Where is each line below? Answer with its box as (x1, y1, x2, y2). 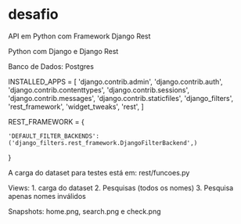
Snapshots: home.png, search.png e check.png (8, 206, 162, 216)
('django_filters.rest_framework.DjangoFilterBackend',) (8, 139, 198, 146)
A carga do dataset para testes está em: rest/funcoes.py (8, 168, 190, 177)
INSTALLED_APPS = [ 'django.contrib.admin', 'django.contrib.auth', (8, 77, 223, 86)
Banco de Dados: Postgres (8, 61, 94, 71)
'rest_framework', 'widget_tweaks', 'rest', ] (8, 102, 145, 111)
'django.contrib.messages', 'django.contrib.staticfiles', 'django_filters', (8, 93, 234, 103)
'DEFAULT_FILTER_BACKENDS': (8, 132, 100, 140)
